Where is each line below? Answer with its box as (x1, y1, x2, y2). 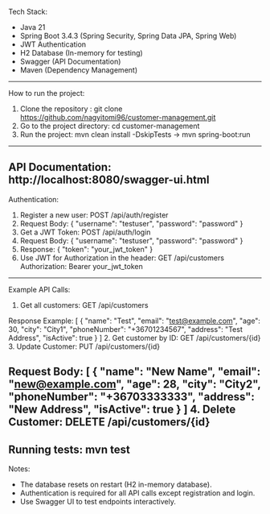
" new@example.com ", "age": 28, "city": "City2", (8, 378, 261, 392)
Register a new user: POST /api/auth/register (19, 209, 169, 220)
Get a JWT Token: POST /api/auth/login (19, 227, 151, 237)
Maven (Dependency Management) (19, 65, 138, 75)
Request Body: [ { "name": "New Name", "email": (8, 365, 261, 379)
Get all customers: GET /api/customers (19, 300, 149, 309)
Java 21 (19, 23, 46, 31)
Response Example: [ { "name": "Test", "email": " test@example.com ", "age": (8, 316, 261, 325)
